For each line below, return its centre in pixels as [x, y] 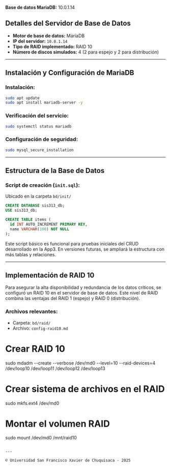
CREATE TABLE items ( [28, 220]
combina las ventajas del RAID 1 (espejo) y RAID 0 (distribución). [73, 299]
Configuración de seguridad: [42, 139]
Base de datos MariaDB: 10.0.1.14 [40, 7]
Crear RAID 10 [35, 349]
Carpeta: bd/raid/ [32, 323]
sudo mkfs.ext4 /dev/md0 [32, 403]
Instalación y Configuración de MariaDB [70, 73]
